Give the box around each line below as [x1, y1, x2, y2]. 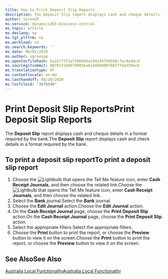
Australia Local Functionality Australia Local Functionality [5, 268, 121, 274]
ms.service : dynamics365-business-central [5, 21, 95, 26]
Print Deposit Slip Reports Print [5, 103, 135, 114]
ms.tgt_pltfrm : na [5, 35, 43, 40]
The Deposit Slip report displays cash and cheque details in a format [5, 130, 147, 136]
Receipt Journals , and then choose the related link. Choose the [12, 182, 142, 188]
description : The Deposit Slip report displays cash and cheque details [5, 12, 160, 17]
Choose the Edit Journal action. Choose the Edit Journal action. [12, 203, 144, 209]
